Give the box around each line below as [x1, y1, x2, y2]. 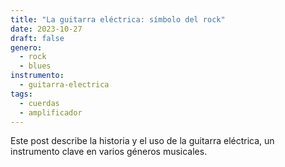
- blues [19, 61, 52, 71]
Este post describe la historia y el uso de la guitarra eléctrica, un [10, 135, 275, 147]
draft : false [10, 33, 65, 43]
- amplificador [19, 107, 83, 118]
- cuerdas [19, 98, 60, 108]
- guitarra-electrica [19, 80, 110, 90]
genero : [10, 42, 43, 53]
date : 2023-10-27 [10, 24, 83, 34]
